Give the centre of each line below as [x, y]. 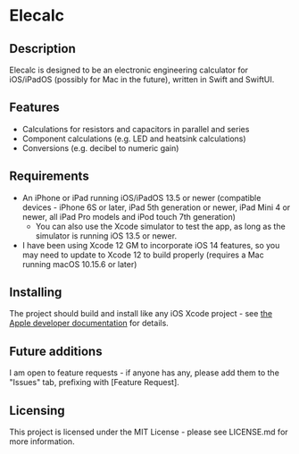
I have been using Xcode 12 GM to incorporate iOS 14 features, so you [151, 245]
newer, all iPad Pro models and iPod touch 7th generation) [129, 216]
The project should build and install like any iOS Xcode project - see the [141, 314]
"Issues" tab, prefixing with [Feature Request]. [95, 383]
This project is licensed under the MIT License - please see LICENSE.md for [149, 432]
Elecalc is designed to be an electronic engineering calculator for [129, 70]
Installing [36, 293]
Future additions [56, 351]
